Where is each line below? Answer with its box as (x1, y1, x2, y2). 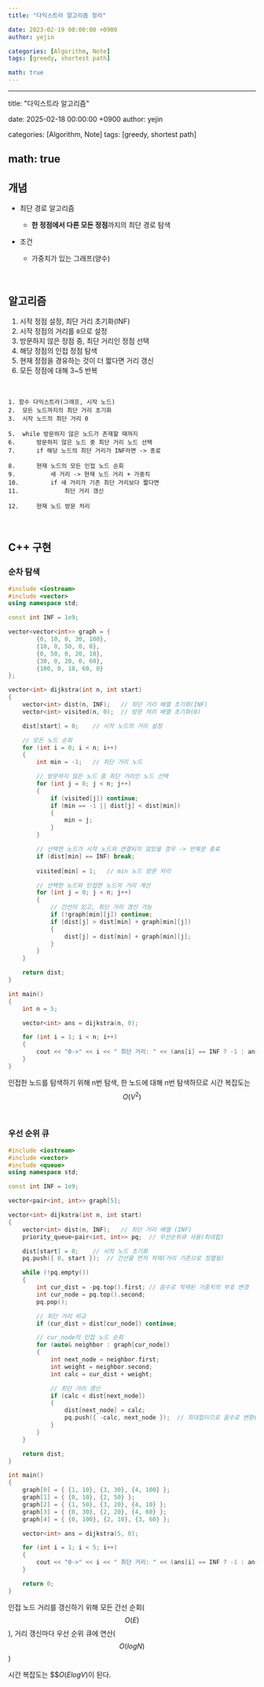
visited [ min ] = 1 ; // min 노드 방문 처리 (36, 867, 171, 875)
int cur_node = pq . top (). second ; (36, 1290, 146, 1298)
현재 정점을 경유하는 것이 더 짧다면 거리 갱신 (19, 356, 155, 366)
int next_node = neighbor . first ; (49, 1356, 159, 1364)
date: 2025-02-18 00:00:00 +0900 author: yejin (8, 115, 163, 124)
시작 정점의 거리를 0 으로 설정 (19, 327, 108, 336)
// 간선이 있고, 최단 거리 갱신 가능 (49, 903, 152, 911)
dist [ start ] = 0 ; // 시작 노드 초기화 (22, 1247, 148, 1255)
